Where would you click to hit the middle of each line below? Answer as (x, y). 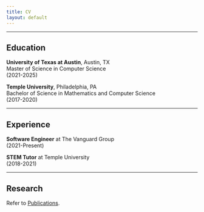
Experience (28, 124)
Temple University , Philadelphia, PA (52, 87)
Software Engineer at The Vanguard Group (60, 139)
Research (25, 188)
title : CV (19, 12)
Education (26, 48)
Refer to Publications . (33, 203)
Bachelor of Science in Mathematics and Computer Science (81, 93)
